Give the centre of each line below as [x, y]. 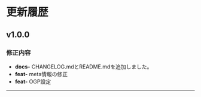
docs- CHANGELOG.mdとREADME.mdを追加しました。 [83, 67]
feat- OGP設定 [33, 82]
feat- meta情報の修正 [41, 74]
